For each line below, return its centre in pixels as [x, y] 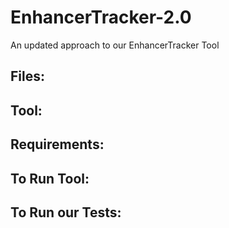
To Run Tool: [50, 178]
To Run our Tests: [66, 212]
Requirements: [57, 144]
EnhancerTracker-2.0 [101, 17]
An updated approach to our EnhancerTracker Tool [115, 45]
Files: [27, 76]
